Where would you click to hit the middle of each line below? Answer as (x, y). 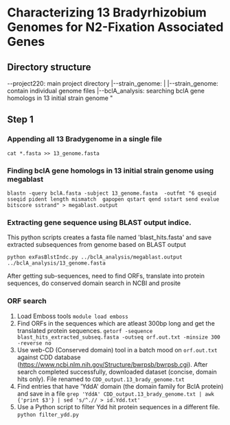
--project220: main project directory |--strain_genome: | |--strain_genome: (113, 83)
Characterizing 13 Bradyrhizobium (107, 13)
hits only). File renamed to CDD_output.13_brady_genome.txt (101, 379)
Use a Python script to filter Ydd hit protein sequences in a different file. (118, 406)
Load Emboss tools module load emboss (72, 316)
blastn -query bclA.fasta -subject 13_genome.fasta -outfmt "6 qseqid (112, 193)
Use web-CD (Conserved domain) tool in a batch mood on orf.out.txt (117, 350)
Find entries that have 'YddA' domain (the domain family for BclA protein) (120, 386)
